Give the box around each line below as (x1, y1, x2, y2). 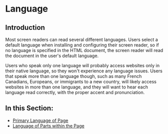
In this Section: (5, 104, 54, 113)
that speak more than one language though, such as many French (5, 73, 142, 79)
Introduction (5, 23, 45, 32)
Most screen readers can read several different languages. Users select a (5, 36, 158, 42)
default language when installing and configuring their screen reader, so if (5, 42, 159, 48)
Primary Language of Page (12, 117, 69, 123)
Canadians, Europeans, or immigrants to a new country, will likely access (5, 79, 157, 84)
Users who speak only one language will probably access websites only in (5, 63, 160, 68)
